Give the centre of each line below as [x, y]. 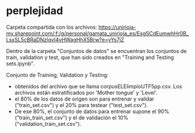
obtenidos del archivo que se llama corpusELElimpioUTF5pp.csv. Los [98, 86]
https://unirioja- [117, 27]
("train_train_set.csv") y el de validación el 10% [71, 117]
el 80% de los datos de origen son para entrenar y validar [84, 99]
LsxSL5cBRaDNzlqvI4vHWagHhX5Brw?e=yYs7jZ [65, 39]
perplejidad [35, 11]
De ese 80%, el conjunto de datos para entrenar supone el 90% [92, 111]
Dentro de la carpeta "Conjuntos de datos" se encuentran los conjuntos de [96, 51]
